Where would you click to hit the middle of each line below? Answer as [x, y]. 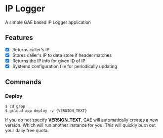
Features [19, 38]
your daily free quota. [27, 130]
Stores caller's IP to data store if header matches [62, 55]
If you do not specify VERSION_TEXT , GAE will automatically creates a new [82, 120]
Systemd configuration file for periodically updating [65, 66]
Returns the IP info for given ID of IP [49, 61]
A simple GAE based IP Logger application [48, 22]
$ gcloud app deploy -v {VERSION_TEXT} [46, 111]
